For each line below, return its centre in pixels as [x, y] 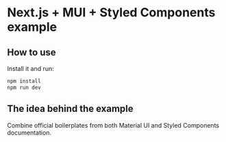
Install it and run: [31, 69]
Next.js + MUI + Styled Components [111, 13]
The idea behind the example [70, 109]
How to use [32, 52]
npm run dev [24, 87]
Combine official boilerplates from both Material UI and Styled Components [113, 125]
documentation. [29, 132]
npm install [24, 81]
